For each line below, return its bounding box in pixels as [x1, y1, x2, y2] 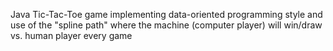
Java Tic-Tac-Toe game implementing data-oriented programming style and [10, 9, 323, 20]
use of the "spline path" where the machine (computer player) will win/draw [10, 19, 323, 31]
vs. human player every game [10, 30, 133, 41]
